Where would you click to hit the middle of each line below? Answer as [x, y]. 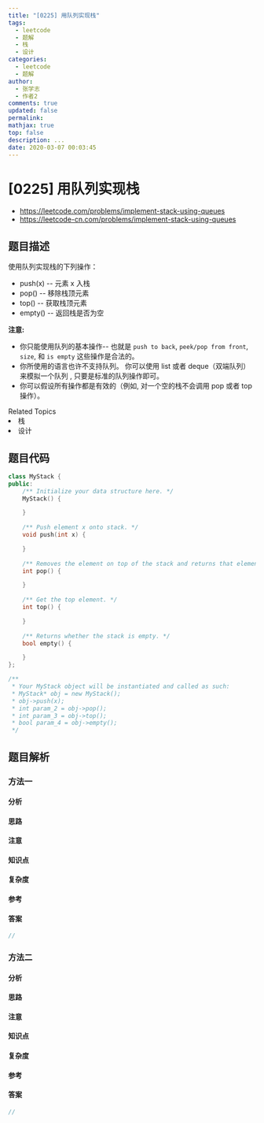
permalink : [26, 118]
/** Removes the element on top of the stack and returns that [128, 563]
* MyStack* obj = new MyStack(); [66, 694]
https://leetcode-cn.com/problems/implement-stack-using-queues [128, 219]
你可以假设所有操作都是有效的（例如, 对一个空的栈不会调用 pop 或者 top [136, 386]
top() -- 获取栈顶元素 [53, 303]
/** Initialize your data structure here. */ [98, 491]
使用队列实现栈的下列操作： [53, 267]
